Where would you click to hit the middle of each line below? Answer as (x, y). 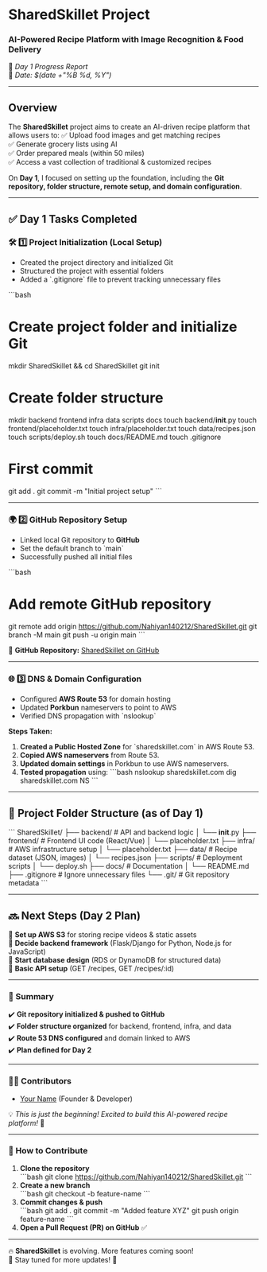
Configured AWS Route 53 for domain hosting (95, 699)
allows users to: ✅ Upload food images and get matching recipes (114, 135)
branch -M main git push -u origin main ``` (77, 635)
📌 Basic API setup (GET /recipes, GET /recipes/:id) (91, 968)
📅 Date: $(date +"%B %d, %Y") (60, 75)
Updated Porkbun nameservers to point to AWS (98, 708)
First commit (51, 469)
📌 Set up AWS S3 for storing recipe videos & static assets (103, 934)
